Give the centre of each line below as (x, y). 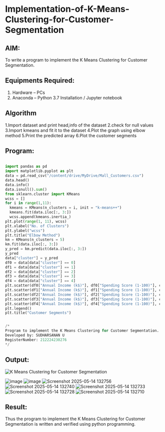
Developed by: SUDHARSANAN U (35, 336)
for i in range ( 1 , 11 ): (28, 203)
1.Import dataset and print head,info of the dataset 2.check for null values (79, 125)
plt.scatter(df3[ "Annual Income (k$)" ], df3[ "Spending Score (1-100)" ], (81, 299)
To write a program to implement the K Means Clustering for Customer (76, 60)
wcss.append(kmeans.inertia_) (40, 217)
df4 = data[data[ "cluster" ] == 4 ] (41, 281)
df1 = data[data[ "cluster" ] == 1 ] (41, 267)
